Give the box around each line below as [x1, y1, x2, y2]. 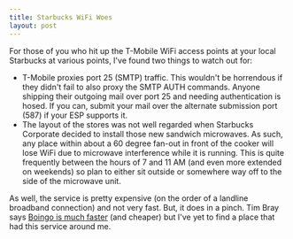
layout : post [9, 21, 58, 30]
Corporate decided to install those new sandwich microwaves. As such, [21, 128, 283, 139]
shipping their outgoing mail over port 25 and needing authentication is [21, 90, 281, 102]
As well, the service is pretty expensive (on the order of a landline [9, 192, 249, 204]
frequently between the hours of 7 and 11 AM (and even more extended [21, 157, 282, 167]
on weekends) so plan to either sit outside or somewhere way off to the [21, 166, 282, 177]
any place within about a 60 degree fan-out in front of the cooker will [21, 138, 274, 149]
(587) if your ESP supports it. [21, 110, 128, 120]
